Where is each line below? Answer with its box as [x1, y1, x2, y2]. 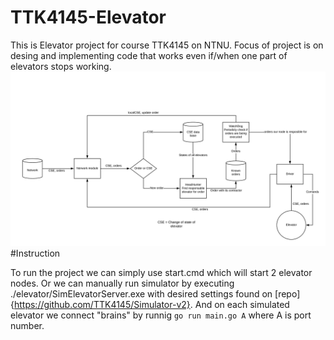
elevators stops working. [10, 60, 112, 72]
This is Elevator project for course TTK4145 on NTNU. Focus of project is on [10, 39, 324, 51]
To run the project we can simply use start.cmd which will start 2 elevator [10, 266, 313, 278]
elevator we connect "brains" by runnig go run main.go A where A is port [10, 309, 312, 321]
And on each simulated [194, 298, 290, 310]
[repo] [274, 287, 301, 300]
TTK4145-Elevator [10, 6, 167, 29]
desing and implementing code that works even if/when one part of [10, 49, 288, 61]
